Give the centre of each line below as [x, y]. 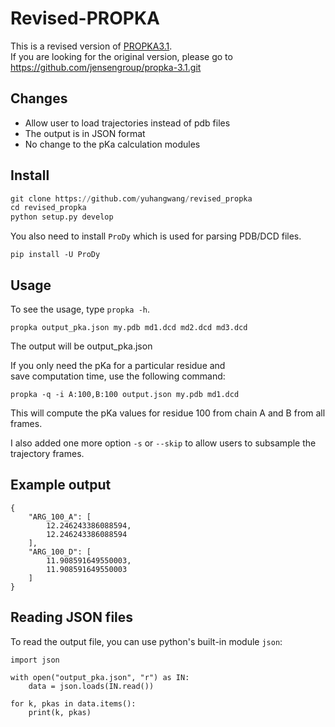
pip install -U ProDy [55, 255]
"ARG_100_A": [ [60, 517]
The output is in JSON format [85, 133]
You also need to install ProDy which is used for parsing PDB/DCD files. [156, 236]
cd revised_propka [48, 208]
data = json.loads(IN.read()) [91, 686]
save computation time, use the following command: [118, 376]
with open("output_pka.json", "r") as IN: [100, 677]
